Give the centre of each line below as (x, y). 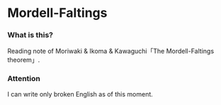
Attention (24, 79)
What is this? (30, 35)
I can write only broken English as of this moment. (80, 94)
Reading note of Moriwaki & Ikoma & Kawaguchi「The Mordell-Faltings (111, 51)
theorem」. (24, 60)
